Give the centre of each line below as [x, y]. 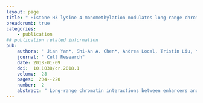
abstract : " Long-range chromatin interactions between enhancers [102, 91]
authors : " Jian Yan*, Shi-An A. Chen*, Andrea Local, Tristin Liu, [105, 51]
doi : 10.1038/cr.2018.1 [48, 68]
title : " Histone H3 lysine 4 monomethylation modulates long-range [94, 18]
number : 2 [31, 85]
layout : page [23, 12]
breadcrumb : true [28, 23]
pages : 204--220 [39, 79]
